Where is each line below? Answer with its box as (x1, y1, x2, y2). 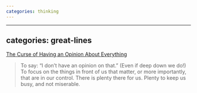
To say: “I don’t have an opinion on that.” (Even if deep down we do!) (20, 62, 186, 69)
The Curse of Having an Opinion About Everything (6, 51, 127, 58)
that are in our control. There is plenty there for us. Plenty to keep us (20, 74, 186, 81)
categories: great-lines (6, 35, 92, 45)
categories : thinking (6, 8, 59, 15)
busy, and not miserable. (20, 81, 80, 88)
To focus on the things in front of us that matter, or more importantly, (20, 68, 186, 76)
